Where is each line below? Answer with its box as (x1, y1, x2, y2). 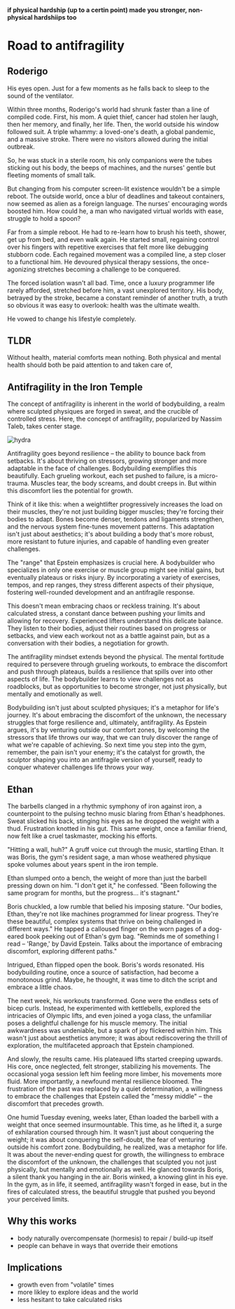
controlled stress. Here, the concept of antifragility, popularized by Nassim (7, 414, 222, 423)
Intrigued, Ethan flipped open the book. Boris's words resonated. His (7, 961, 205, 969)
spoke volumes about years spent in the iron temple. (7, 860, 159, 869)
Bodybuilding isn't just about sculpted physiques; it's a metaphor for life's (7, 703, 220, 712)
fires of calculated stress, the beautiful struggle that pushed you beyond (7, 1188, 215, 1196)
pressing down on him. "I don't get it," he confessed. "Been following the (7, 881, 217, 890)
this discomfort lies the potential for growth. (7, 487, 134, 495)
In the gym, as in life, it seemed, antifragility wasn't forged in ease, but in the (7, 1180, 227, 1188)
